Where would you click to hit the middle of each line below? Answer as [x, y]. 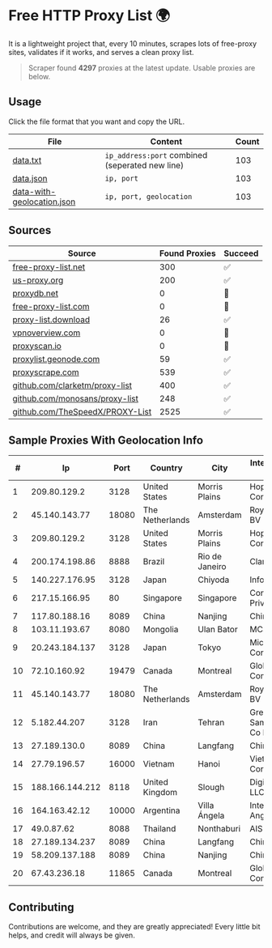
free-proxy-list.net [49, 266]
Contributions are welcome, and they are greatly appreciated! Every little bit [134, 927]
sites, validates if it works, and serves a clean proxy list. [101, 52]
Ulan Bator [218, 630]
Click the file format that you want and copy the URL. [96, 121]
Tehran [211, 723]
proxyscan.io [37, 346]
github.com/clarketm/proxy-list [72, 385]
